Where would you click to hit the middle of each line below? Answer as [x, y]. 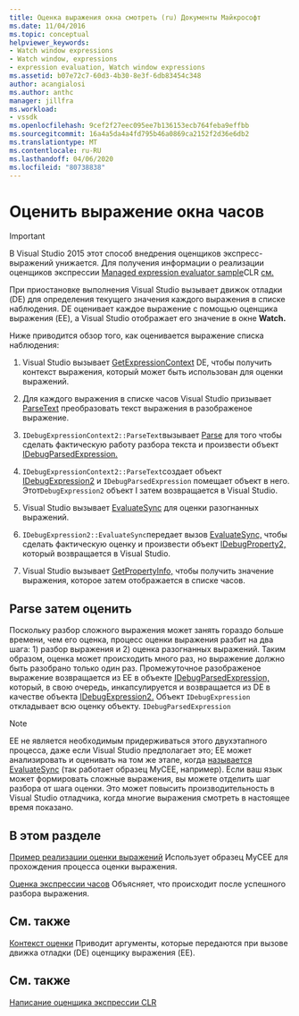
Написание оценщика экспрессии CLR [83, 1002]
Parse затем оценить [71, 609]
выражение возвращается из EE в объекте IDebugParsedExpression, [139, 678]
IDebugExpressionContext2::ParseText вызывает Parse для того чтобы [152, 436]
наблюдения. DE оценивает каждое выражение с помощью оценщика [144, 309]
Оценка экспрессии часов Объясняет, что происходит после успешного [148, 884]
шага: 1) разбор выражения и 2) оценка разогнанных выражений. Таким [148, 649]
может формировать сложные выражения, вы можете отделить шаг [140, 779]
